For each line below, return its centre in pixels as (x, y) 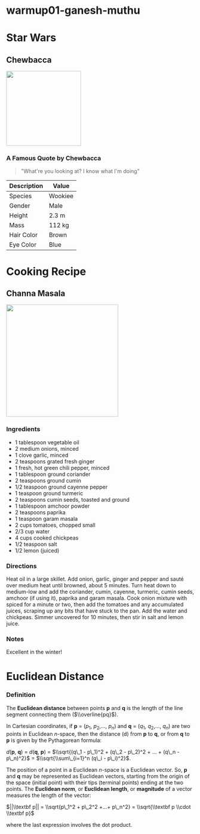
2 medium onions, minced (47, 448)
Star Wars (31, 38)
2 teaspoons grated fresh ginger (55, 461)
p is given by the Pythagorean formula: (54, 740)
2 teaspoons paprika (40, 512)
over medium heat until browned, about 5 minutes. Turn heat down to (91, 586)
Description (26, 186)
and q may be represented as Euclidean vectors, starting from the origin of (98, 776)
